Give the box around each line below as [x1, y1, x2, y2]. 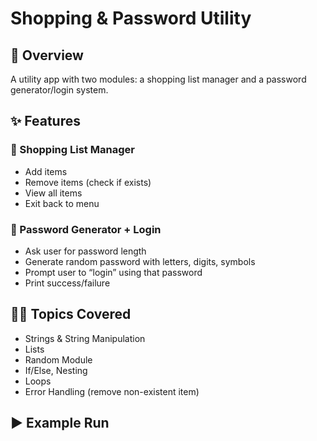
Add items [24, 165, 68, 177]
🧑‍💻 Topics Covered [10, 306, 132, 323]
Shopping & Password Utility [10, 7, 252, 30]
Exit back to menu [24, 197, 100, 209]
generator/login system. [10, 84, 109, 96]
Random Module [24, 353, 93, 366]
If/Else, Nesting [24, 364, 88, 376]
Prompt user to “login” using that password [24, 266, 203, 278]
